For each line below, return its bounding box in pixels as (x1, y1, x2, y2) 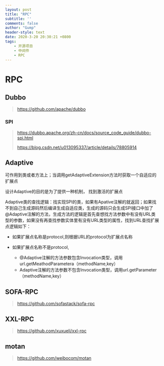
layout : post (5, 7, 32, 12)
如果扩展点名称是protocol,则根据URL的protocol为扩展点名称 (12, 234, 133, 240)
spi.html (17, 135, 33, 141)
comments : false (5, 21, 38, 26)
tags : (5, 39, 16, 44)
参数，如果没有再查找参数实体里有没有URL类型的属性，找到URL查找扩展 (13, 218, 159, 223)
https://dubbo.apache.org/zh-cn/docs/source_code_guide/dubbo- (17, 129, 151, 135)
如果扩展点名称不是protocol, (12, 244, 70, 250)
